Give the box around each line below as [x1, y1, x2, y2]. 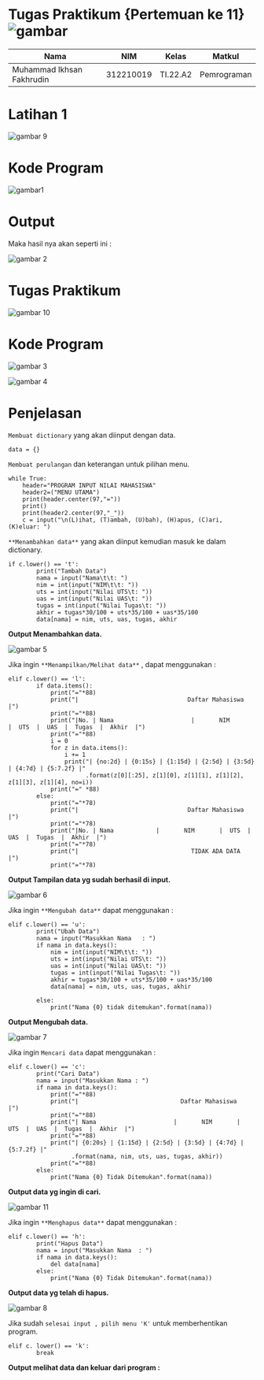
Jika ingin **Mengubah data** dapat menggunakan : [8, 905, 174, 914]
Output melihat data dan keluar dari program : [8, 1363, 160, 1372]
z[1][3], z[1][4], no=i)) [8, 778, 93, 786]
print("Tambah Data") [36, 567, 108, 575]
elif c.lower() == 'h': [8, 1233, 86, 1241]
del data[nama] [49, 1260, 101, 1268]
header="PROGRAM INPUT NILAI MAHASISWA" [22, 481, 156, 489]
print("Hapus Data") [36, 1239, 104, 1248]
